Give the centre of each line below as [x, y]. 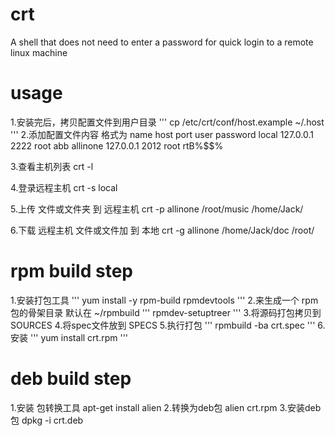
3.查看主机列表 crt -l [52, 166]
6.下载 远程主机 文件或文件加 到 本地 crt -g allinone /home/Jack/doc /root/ [162, 230]
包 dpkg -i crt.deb [47, 420]
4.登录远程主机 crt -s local [64, 187]
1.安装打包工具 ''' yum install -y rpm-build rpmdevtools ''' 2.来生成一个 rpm [164, 300]
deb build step [71, 379]
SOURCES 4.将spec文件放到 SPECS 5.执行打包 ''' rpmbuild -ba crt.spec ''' [163, 325]
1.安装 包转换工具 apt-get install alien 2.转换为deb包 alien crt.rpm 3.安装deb [166, 407]
